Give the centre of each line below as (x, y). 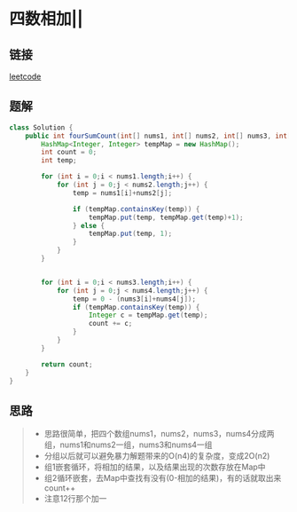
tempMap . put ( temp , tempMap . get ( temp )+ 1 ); (166, 217)
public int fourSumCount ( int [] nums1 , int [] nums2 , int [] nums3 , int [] (160, 136)
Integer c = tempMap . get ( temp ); (148, 315)
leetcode (25, 76)
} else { (88, 225)
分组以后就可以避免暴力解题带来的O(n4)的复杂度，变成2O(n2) (157, 456)
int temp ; (59, 161)
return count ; (67, 364)
